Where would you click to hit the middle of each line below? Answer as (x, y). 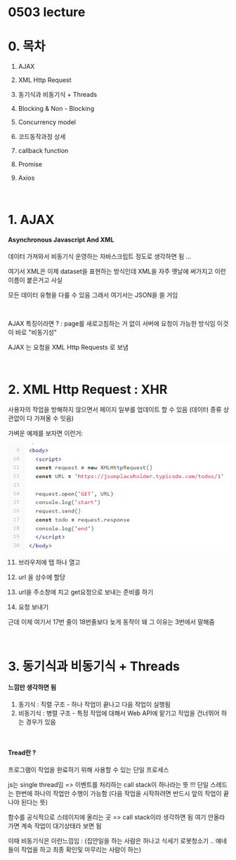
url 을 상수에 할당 (42, 577)
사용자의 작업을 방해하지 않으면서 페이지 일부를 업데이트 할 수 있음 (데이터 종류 (115, 410)
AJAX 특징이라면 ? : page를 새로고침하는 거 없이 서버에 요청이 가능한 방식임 (112, 323)
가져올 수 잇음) (54, 418)
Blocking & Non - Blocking (56, 109)
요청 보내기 (33, 607)
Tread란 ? (22, 753)
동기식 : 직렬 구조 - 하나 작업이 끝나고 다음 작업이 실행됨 (94, 704)
